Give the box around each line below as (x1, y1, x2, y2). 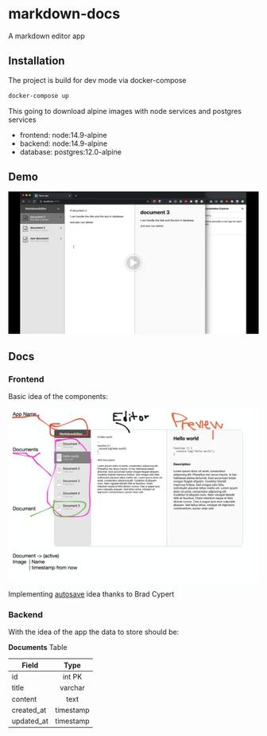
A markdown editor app (8, 31, 86, 41)
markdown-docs (8, 5, 121, 23)
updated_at (11, 716, 49, 726)
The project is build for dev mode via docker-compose (8, 75, 187, 84)
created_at (11, 705, 47, 714)
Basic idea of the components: (8, 392, 109, 401)
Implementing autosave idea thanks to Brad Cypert (8, 589, 175, 599)
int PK (62, 672, 83, 682)
